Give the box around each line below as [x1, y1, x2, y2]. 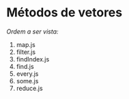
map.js [16, 40, 35, 48]
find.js [16, 62, 35, 70]
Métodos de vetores [6, 5, 123, 20]
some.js [16, 76, 39, 85]
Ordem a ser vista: [6, 27, 59, 36]
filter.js [16, 48, 35, 56]
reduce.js [16, 84, 43, 92]
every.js [16, 70, 39, 78]
